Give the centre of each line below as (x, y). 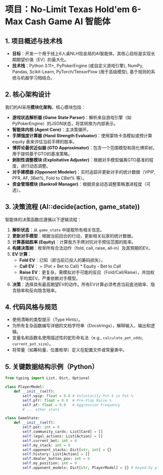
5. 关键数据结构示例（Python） (52, 367)
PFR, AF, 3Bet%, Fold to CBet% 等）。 (49, 178)
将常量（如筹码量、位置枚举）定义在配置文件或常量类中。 (69, 350)
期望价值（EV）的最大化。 (42, 60)
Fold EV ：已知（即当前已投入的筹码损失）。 (62, 260)
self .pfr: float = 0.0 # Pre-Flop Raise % (67, 400)
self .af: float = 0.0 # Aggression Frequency (71, 405)
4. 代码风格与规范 (31, 307)
